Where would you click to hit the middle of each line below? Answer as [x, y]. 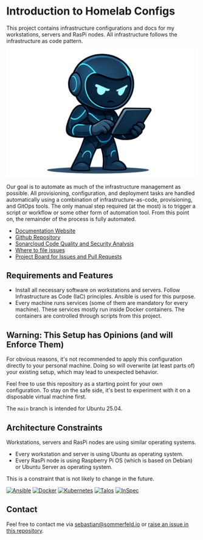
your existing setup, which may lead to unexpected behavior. [83, 372]
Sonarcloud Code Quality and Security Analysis [74, 244]
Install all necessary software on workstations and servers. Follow [98, 290]
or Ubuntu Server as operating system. [64, 467]
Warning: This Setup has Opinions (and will [90, 335]
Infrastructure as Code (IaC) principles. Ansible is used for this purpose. [105, 296]
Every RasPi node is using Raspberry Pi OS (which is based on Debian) [104, 460]
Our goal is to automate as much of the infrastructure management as [94, 186]
